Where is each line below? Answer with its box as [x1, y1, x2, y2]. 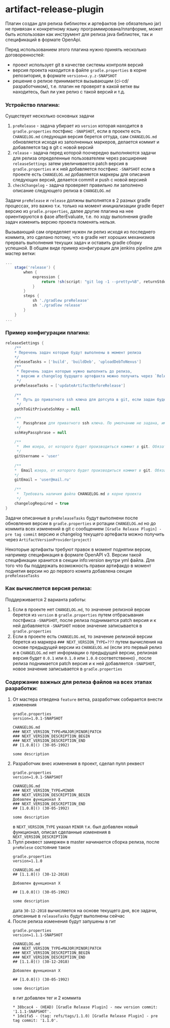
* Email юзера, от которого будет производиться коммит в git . [14, 468, 153, 473]
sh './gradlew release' [32, 303, 82, 308]
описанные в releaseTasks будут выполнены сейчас [12, 913, 125, 919]
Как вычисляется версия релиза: [5, 585, 92, 592]
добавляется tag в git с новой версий [12, 144, 94, 150]
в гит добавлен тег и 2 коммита [12, 995, 81, 1001]
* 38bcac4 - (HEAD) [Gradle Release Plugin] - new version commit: [12, 1005, 158, 1010]
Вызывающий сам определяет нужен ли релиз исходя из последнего [5, 229, 156, 235]
